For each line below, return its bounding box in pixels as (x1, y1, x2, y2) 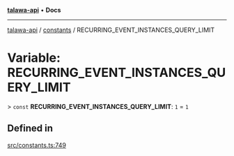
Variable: (7, 50, 61, 66)
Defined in (7, 123, 54, 135)
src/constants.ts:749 (7, 141, 66, 149)
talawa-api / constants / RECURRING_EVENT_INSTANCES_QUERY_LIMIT (7, 26, 215, 34)
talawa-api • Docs (7, 6, 61, 14)
